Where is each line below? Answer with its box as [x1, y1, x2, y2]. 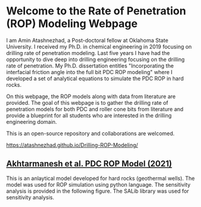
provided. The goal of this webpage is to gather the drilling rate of [6, 99, 169, 106]
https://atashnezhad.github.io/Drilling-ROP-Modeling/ [6, 141, 139, 148]
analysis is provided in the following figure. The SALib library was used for [6, 187, 190, 194]
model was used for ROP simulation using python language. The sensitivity [6, 181, 191, 188]
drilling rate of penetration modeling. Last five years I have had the [6, 49, 170, 56]
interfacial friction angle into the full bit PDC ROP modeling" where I [6, 68, 173, 75]
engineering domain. [6, 118, 57, 125]
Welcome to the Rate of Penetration [6, 4, 187, 18]
